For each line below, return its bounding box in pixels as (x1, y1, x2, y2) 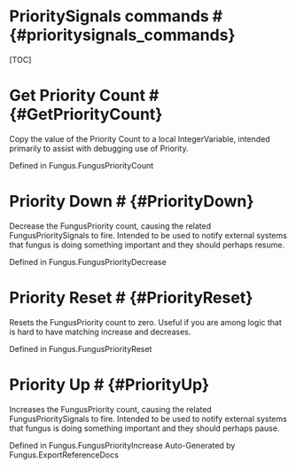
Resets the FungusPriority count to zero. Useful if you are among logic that (9, 317, 282, 327)
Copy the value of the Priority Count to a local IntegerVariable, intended (9, 133, 270, 144)
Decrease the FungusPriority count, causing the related (9, 220, 212, 231)
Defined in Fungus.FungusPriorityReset (9, 343, 152, 354)
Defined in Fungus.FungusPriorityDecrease (9, 256, 167, 267)
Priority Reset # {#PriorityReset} (9, 288, 253, 308)
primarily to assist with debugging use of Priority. (9, 143, 189, 153)
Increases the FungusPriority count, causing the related (9, 403, 213, 414)
